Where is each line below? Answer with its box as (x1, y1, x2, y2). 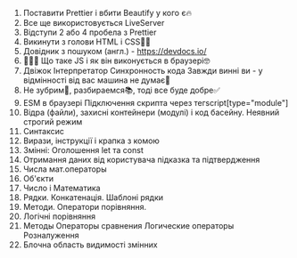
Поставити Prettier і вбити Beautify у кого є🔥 (22, 8, 193, 18)
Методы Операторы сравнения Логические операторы (22, 221, 235, 230)
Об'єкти (22, 173, 54, 183)
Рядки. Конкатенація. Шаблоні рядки (22, 192, 164, 203)
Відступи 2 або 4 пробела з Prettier (22, 27, 157, 37)
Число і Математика (22, 182, 101, 193)
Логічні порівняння (22, 211, 96, 222)
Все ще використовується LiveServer (22, 18, 165, 28)
